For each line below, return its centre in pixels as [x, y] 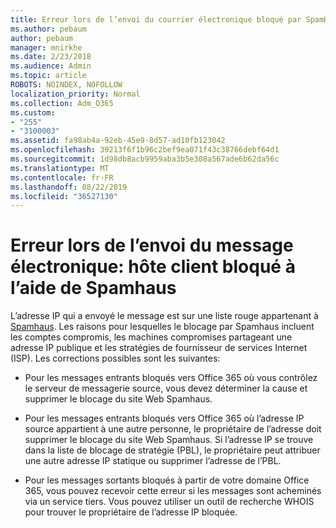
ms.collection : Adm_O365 [62, 103]
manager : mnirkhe [46, 47]
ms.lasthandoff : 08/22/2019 [69, 187]
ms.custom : [33, 112]
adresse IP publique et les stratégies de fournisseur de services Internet [159, 348]
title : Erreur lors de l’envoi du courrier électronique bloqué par [156, 19]
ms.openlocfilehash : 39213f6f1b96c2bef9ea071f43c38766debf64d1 [145, 150]
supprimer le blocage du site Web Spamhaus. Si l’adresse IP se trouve [169, 440]
